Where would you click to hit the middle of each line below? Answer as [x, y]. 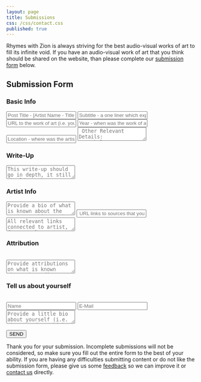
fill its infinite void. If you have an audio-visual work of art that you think [95, 53]
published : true [27, 29]
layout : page [23, 12]
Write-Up [20, 155]
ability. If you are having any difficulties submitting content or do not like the [101, 360]
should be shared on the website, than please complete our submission [95, 59]
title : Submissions [31, 18]
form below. [21, 65]
